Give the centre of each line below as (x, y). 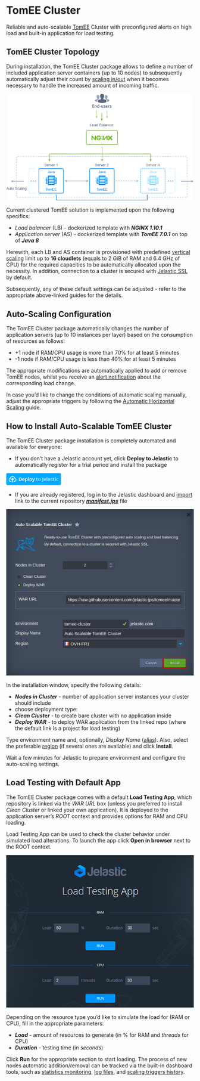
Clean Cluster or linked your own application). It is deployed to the (87, 810)
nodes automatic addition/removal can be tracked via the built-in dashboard (99, 1065)
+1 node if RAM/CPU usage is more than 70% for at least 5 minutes (97, 353)
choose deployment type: (46, 709)
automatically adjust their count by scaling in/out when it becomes (87, 79)
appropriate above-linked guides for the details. (65, 295)
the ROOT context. (29, 847)
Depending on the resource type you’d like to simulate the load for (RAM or (98, 1017)
